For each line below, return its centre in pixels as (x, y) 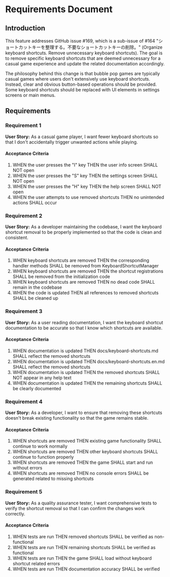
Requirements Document (59, 9)
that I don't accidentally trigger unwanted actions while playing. (72, 142)
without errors (27, 468)
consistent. (17, 237)
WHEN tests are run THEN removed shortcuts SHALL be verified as (83, 536)
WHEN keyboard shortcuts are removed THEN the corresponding (81, 260)
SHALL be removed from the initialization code (61, 277)
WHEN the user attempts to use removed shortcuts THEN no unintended (88, 197)
